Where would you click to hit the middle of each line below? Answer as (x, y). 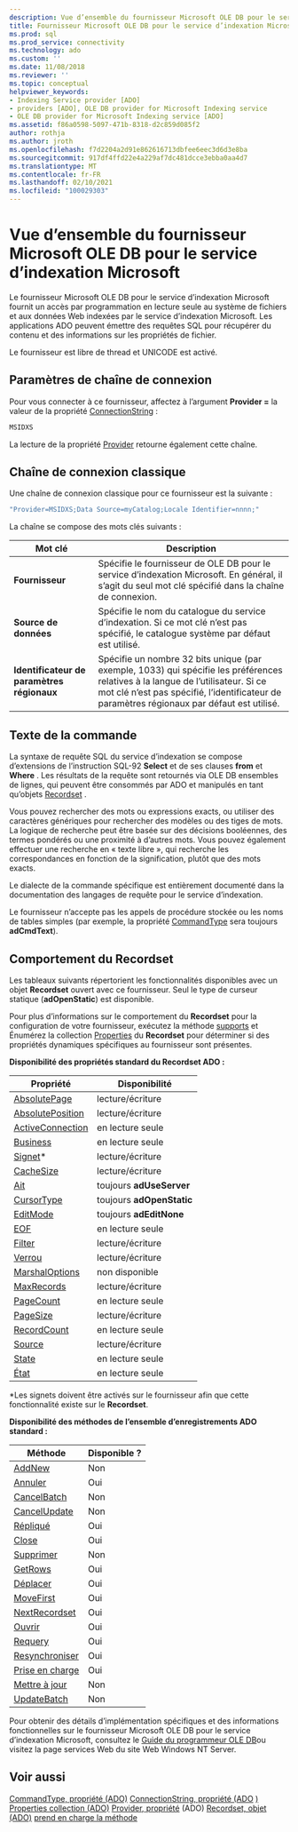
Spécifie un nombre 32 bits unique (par (180, 659)
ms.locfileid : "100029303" (59, 191)
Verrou (28, 1257)
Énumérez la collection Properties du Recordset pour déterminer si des (140, 1035)
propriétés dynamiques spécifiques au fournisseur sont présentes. (131, 1044)
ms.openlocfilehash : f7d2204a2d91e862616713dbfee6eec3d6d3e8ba (129, 149)
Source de (36, 623)
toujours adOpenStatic (145, 1199)
